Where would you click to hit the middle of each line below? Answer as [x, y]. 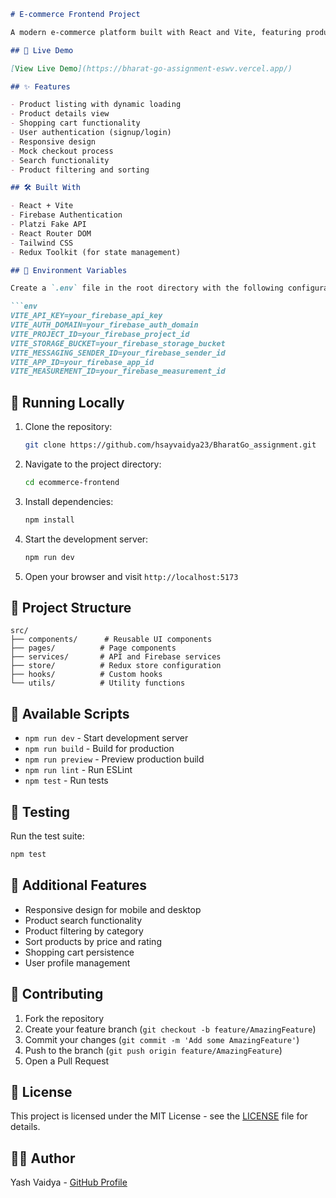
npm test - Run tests [66, 781]
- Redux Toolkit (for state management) [96, 252]
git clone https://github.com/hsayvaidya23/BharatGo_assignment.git [170, 445]
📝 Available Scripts [70, 713]
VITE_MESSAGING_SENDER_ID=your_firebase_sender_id [118, 353]
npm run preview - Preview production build [114, 759]
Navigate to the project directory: [93, 464]
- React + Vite [42, 206]
